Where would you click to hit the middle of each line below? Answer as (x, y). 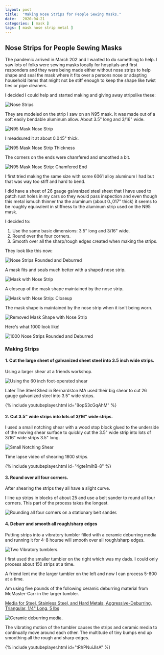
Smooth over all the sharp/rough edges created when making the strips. (85, 241)
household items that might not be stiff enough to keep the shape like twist (80, 80)
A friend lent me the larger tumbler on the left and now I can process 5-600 (81, 574)
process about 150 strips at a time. (40, 564)
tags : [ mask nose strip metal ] (39, 28)
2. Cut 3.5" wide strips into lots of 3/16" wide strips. (59, 416)
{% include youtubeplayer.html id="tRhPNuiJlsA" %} (58, 647)
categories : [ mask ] (27, 23)
